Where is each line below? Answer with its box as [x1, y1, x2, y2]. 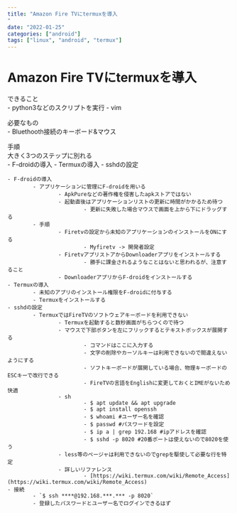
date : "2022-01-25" [7, 23, 65, 31]
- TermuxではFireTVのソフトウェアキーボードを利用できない [33, 312, 189, 319]
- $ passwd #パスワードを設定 [83, 421, 165, 428]
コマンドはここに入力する [89, 342, 154, 349]
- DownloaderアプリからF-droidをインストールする [57, 274, 193, 281]
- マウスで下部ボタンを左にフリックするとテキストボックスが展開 [57, 327, 223, 334]
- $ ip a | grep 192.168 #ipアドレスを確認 [83, 428, 207, 436]
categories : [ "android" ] [7, 30, 81, 38]
